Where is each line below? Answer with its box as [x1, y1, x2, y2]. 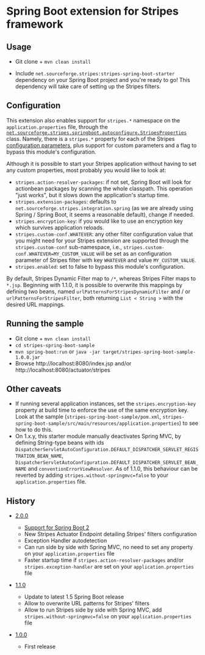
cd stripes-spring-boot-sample [15, 342, 95, 348]
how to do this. [15, 426, 53, 433]
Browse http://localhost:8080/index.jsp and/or [15, 359, 132, 367]
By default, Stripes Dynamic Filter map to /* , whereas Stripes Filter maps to [6, 274, 196, 282]
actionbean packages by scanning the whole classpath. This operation [15, 185, 193, 192]
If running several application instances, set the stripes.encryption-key [15, 400, 196, 408]
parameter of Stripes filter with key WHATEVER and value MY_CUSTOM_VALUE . [15, 256, 196, 264]
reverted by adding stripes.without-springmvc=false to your [15, 471, 169, 479]
